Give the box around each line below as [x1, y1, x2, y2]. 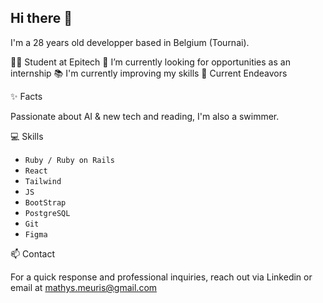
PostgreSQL [24, 208, 71, 218]
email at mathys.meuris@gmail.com [10, 281, 158, 293]
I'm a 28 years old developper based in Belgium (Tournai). [10, 36, 250, 48]
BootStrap [24, 197, 67, 208]
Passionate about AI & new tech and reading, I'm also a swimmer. [10, 110, 280, 122]
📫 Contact [10, 247, 55, 260]
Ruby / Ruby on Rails [24, 155, 115, 165]
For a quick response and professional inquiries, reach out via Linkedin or [10, 271, 313, 283]
